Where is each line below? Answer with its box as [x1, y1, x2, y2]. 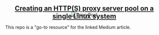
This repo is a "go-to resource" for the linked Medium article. [5, 24, 131, 30]
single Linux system [52, 12, 116, 20]
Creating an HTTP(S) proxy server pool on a [15, 4, 154, 12]
